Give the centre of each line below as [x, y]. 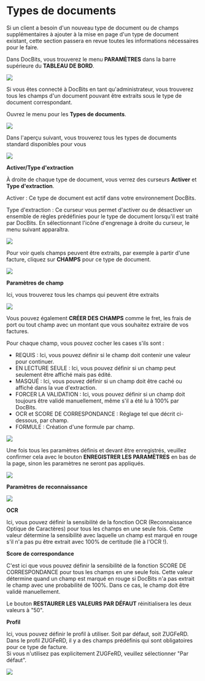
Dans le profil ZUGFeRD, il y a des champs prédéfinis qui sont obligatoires [100, 640]
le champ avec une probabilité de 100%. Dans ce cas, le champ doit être [98, 585]
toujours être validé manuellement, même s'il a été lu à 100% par [97, 401]
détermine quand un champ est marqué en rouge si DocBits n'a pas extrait [100, 578]
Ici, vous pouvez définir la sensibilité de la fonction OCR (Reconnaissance [99, 522]
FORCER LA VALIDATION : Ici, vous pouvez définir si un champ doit [100, 394]
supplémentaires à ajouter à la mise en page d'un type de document [93, 34]
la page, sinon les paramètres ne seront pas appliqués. [76, 463]
